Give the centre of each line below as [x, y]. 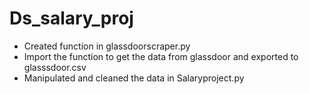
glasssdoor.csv [55, 67]
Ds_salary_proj [71, 18]
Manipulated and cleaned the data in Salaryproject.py [134, 78]
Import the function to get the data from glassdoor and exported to [161, 56]
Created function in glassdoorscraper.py [107, 46]
